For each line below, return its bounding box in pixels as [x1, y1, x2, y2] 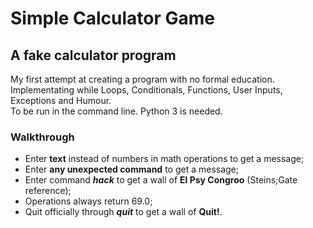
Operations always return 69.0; [24, 195, 153, 207]
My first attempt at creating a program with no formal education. [10, 73, 275, 85]
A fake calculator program [10, 47, 177, 64]
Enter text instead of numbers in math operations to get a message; [24, 153, 305, 165]
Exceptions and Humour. [10, 95, 112, 106]
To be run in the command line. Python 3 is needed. [10, 105, 223, 117]
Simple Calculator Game [10, 7, 216, 30]
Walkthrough [10, 130, 75, 144]
